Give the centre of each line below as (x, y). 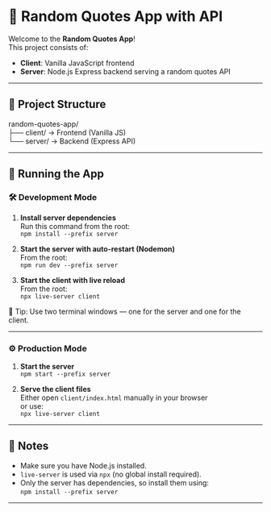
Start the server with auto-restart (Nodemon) (98, 249)
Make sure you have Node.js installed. (83, 465)
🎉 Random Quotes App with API (116, 17)
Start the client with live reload (73, 281)
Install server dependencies (68, 218)
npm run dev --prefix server (69, 265)
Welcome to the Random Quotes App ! (72, 39)
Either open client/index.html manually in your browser (114, 398)
